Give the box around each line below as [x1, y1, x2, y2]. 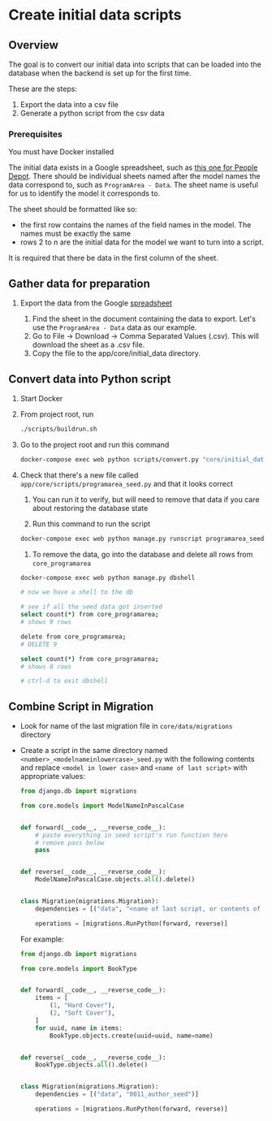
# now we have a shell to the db [19, 588, 134, 596]
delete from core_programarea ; [19, 632, 127, 641]
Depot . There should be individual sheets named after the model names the [8, 171, 261, 181]
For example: [19, 934, 64, 944]
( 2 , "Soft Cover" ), [50, 1009, 115, 1017]
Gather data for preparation [8, 276, 150, 290]
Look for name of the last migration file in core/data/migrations [19, 721, 233, 731]
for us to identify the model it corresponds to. [8, 188, 161, 198]
